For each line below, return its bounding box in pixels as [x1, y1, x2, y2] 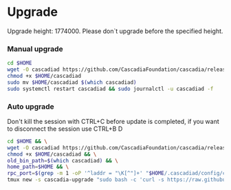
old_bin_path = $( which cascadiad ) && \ [7, 157, 118, 164]
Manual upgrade [7, 44, 63, 54]
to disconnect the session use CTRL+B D [7, 125, 123, 133]
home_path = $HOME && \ [7, 163, 69, 171]
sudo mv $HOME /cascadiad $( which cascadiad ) [7, 78, 137, 86]
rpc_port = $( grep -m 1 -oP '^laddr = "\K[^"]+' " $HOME [7, 170, 165, 177]
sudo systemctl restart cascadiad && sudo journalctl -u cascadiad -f [7, 85, 214, 92]
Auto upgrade [7, 101, 54, 111]
